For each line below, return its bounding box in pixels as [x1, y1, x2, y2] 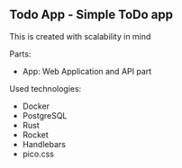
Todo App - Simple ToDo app [9, 7, 174, 22]
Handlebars [22, 138, 66, 149]
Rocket [22, 129, 50, 140]
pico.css [22, 148, 54, 159]
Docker [22, 101, 50, 111]
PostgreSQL [22, 110, 68, 120]
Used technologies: [9, 83, 82, 93]
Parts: [9, 49, 32, 59]
